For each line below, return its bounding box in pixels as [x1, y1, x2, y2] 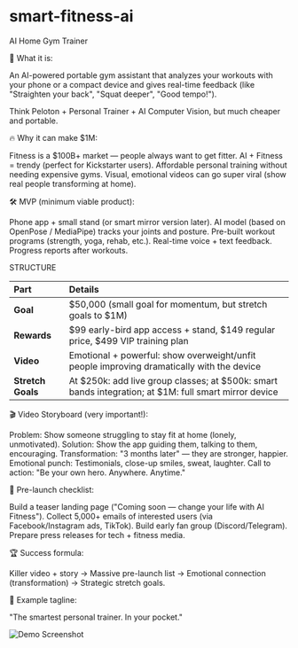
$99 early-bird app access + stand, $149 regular [68, 324, 276, 336]
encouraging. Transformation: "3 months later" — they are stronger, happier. [9, 448, 288, 458]
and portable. [9, 115, 59, 126]
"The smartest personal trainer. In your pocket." [9, 612, 184, 622]
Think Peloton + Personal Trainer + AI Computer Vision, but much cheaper [9, 105, 281, 116]
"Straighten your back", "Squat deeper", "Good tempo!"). [9, 89, 217, 99]
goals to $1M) [68, 308, 129, 321]
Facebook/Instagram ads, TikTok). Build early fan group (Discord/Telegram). [9, 520, 288, 531]
